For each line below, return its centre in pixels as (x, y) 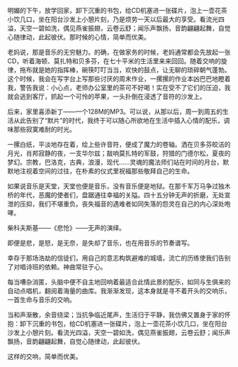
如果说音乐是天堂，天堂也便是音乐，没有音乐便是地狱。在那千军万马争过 (113, 186)
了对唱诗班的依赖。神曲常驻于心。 (57, 267)
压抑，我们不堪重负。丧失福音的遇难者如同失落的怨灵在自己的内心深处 (122, 204)
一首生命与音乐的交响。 (41, 300)
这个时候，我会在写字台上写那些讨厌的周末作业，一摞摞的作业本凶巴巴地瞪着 (119, 79)
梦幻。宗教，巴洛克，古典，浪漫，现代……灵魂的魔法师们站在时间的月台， (115, 162)
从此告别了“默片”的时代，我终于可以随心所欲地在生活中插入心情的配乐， (119, 120)
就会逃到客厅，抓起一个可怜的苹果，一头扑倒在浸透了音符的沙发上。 (107, 97)
